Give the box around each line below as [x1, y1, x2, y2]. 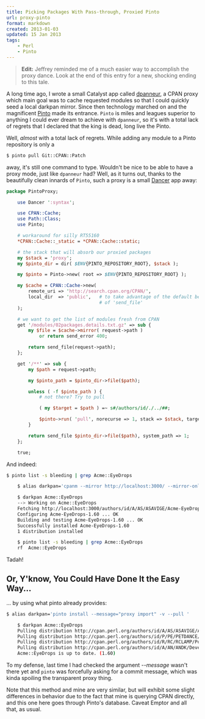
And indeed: [6, 461, 37, 468]
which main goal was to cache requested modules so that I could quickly [6, 96, 189, 104]
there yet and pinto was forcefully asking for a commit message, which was [6, 668, 197, 675]
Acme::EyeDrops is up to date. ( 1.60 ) [17, 650, 116, 657]
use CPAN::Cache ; [17, 210, 62, 216]
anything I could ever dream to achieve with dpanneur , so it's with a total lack [6, 116, 199, 123]
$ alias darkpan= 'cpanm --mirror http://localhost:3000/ [17, 483, 165, 489]
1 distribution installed [17, 528, 84, 534]
